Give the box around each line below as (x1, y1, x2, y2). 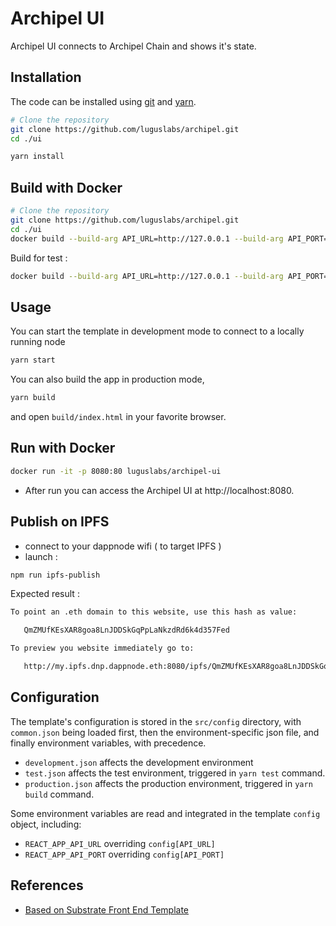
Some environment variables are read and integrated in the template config (10, 807, 321, 819)
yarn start (10, 355, 56, 366)
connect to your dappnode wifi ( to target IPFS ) (24, 540, 222, 552)
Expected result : (10, 588, 80, 600)
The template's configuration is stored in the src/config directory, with (10, 715, 302, 727)
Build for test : (10, 252, 68, 264)
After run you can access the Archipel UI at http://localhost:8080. (24, 484, 295, 496)
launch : (24, 550, 58, 562)
